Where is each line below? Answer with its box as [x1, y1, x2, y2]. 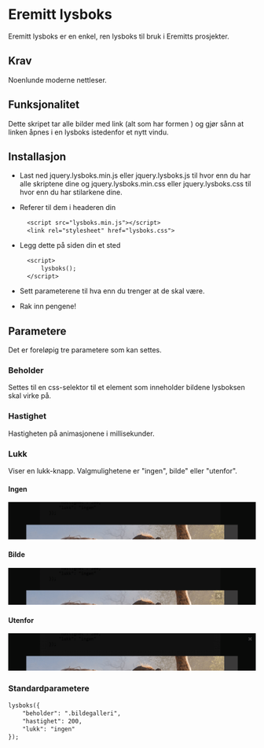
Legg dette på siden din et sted [19, 241, 121, 250]
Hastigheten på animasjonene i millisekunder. [8, 429, 155, 438]
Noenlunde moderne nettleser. [8, 75, 108, 84]
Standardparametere [8, 683, 90, 694]
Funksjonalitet [8, 98, 80, 112]
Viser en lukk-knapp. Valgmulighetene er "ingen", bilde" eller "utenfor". [8, 466, 238, 476]
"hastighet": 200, [22, 717, 82, 725]
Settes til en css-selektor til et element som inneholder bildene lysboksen [8, 383, 246, 392]
